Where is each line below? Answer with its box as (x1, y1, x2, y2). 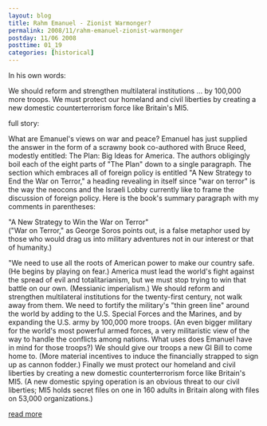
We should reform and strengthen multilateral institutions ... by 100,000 (8, 86, 241, 96)
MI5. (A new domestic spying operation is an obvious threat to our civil (8, 377, 240, 386)
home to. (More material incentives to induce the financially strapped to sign (8, 352, 259, 361)
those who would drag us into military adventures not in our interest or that (8, 235, 253, 243)
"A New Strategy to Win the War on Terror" (8, 217, 149, 227)
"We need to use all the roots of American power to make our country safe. (8, 258, 255, 267)
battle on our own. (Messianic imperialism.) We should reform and (8, 284, 225, 293)
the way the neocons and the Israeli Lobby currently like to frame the (8, 185, 235, 194)
